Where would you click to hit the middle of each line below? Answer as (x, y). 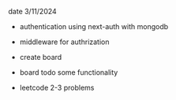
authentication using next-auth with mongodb (94, 26)
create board (41, 57)
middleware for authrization (64, 42)
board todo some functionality (69, 72)
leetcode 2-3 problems (57, 87)
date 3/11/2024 (32, 11)
